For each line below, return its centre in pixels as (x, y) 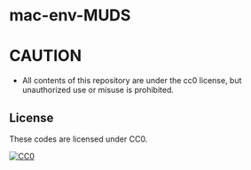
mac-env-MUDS (70, 15)
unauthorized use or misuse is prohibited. (98, 90)
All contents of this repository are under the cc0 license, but (132, 81)
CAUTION (46, 56)
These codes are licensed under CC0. (78, 139)
